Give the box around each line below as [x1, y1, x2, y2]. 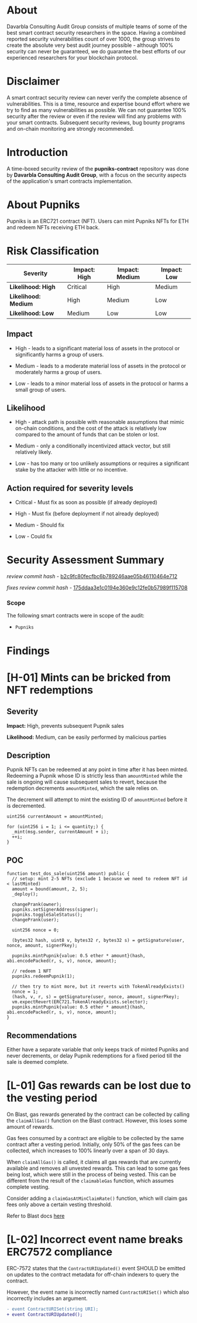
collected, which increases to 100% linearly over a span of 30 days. [6, 1147, 170, 1154]
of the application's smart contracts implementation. [6, 177, 133, 185]
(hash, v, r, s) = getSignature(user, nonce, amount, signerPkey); [12, 994, 180, 1000]
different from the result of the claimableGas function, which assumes [6, 1177, 174, 1184]
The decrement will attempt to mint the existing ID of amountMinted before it [6, 796, 188, 803]
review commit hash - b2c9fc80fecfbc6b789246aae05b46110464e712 [6, 573, 178, 580]
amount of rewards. [6, 1123, 54, 1130]
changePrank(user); [12, 917, 60, 923]
